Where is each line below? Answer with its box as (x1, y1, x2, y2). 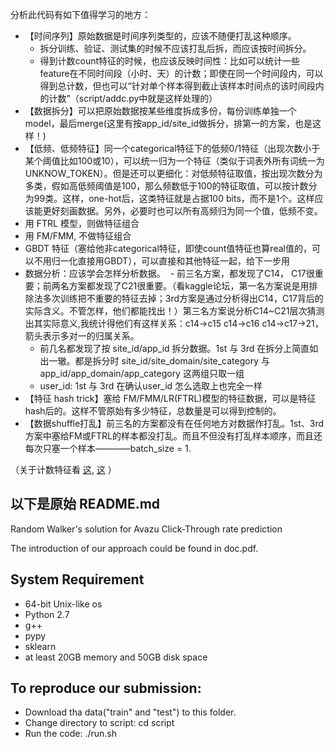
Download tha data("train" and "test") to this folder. (24, 706, 237, 718)
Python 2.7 (24, 608, 70, 620)
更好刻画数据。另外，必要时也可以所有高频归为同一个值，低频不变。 (42, 205, 323, 217)
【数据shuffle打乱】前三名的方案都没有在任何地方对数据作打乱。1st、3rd (24, 418, 325, 429)
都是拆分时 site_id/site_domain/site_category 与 (74, 355, 270, 367)
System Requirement (10, 571, 145, 588)
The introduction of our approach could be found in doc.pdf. (10, 542, 259, 554)
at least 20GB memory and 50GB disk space (24, 651, 208, 663)
